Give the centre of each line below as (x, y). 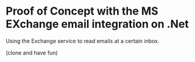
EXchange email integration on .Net (97, 24)
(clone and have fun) (32, 52)
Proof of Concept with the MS (82, 11)
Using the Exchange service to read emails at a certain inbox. (83, 41)
